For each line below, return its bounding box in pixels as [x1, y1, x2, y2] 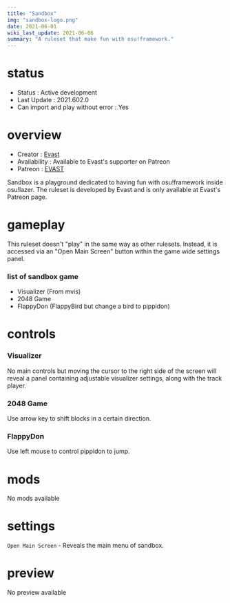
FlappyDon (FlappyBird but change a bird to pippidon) [17, 302, 170, 311]
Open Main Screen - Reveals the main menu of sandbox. [7, 542, 164, 550]
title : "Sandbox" [7, 10, 57, 17]
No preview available [7, 588, 67, 597]
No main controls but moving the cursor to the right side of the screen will [7, 367, 217, 375]
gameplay [7, 217, 65, 233]
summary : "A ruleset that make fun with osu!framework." [7, 36, 174, 43]
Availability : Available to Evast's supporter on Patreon [17, 157, 170, 166]
